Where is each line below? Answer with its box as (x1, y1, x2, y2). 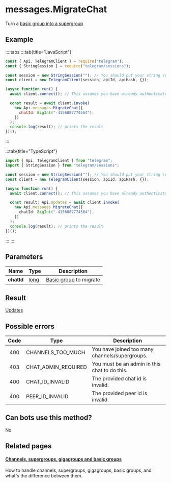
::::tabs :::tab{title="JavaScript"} (5, 49, 72, 55)
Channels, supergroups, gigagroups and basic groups (5, 456, 122, 462)
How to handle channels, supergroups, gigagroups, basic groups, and (5, 467, 152, 473)
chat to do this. (92, 367, 128, 374)
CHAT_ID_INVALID (26, 378, 70, 385)
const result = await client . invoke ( (10, 101, 90, 106)
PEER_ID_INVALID (26, 393, 69, 400)
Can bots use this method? (5, 414, 93, 422)
